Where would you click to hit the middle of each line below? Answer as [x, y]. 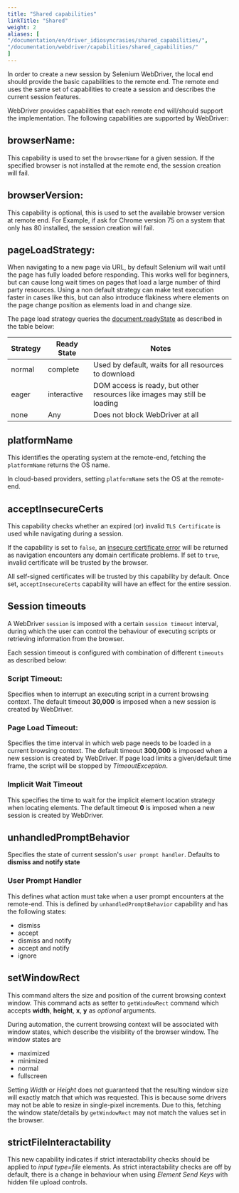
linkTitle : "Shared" [38, 21]
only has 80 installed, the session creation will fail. [81, 227]
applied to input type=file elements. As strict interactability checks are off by [119, 1167]
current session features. [44, 96]
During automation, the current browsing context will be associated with [113, 1024]
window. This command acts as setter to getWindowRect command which [113, 1003]
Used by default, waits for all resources [159, 365]
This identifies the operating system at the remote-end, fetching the [107, 458]
